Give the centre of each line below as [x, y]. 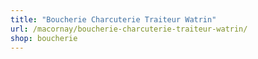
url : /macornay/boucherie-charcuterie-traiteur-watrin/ [129, 29]
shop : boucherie [44, 38]
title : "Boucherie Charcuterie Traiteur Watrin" [113, 19]
